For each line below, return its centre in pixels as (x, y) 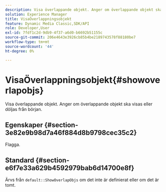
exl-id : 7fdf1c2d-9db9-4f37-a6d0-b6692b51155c (54, 33)
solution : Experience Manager (36, 14)
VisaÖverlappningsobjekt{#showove (83, 80)
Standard (20, 160)
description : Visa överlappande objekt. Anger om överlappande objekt (79, 10)
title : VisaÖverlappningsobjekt (38, 19)
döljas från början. (24, 109)
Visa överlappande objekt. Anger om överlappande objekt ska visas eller (79, 104)
